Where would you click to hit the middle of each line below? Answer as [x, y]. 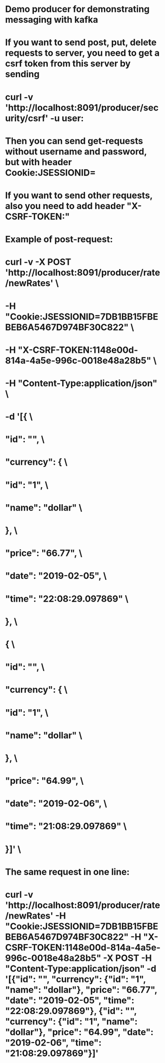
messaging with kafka [52, 20]
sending [22, 74]
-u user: [67, 118]
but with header [39, 162]
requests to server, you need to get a [82, 53]
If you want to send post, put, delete [81, 43]
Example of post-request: [59, 239]
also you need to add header [65, 206]
